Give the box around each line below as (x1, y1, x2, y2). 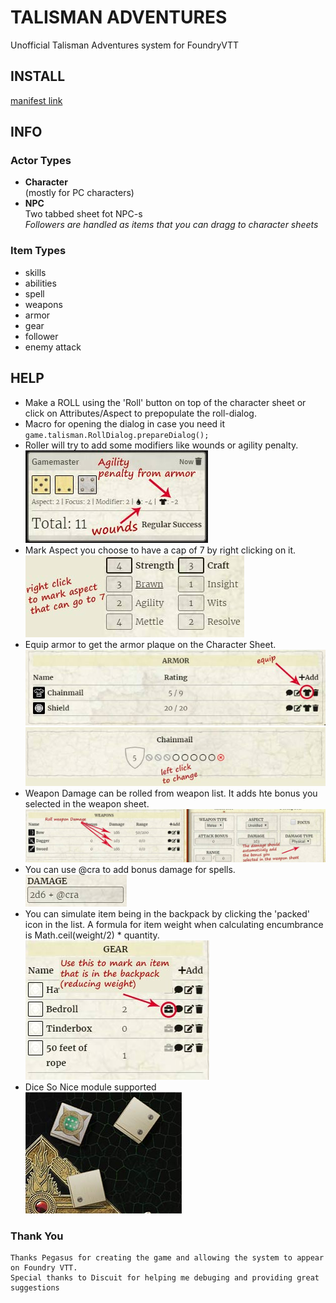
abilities (24, 277, 57, 289)
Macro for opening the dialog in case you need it (24, 417, 226, 430)
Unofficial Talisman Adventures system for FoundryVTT (10, 39, 240, 51)
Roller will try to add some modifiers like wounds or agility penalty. (24, 439, 299, 451)
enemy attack (24, 341, 82, 353)
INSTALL (10, 68, 66, 85)
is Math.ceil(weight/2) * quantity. (24, 929, 160, 941)
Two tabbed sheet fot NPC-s (24, 208, 143, 220)
